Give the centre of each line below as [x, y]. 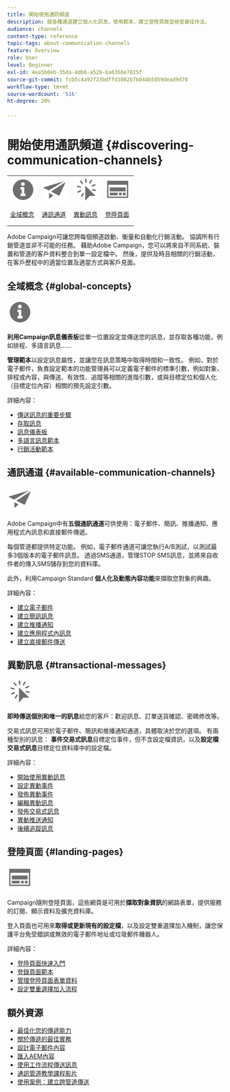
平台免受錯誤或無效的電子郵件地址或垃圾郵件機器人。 [88, 934]
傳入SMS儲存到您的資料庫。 [65, 563]
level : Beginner [30, 65]
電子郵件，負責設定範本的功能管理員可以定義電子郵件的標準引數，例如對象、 [115, 369]
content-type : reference [42, 36]
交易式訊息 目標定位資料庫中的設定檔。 [61, 747]
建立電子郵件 [35, 607]
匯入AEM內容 [36, 1056]
